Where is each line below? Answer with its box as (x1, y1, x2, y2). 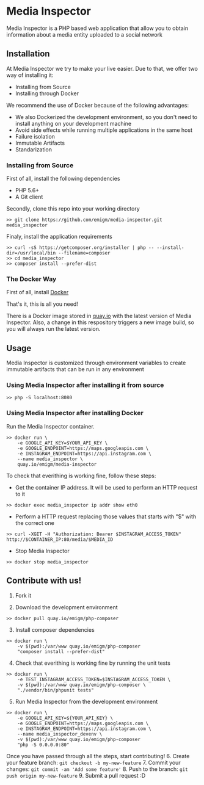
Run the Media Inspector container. (6, 422, 95, 430)
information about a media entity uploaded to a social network (6, 31, 163, 38)
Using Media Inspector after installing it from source (6, 381, 164, 389)
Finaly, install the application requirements (6, 233, 113, 241)
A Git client (15, 194, 43, 201)
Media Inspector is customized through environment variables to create (6, 359, 186, 367)
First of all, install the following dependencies (6, 175, 120, 183)
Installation (6, 49, 50, 59)
